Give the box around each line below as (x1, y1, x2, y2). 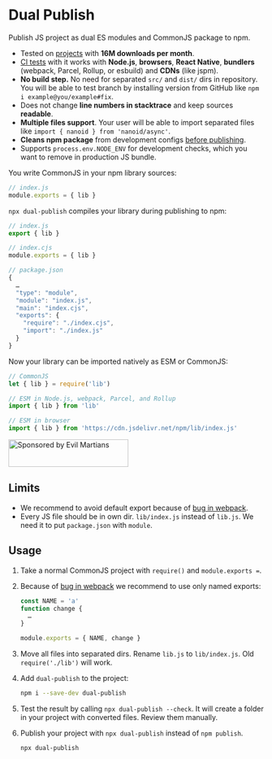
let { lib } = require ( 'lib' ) (8, 380, 111, 388)
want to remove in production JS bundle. (19, 152, 157, 162)
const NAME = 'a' (19, 596, 80, 605)
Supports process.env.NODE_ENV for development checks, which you (19, 143, 248, 153)
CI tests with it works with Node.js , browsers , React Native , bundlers (19, 57, 255, 67)
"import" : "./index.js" (23, 327, 104, 335)
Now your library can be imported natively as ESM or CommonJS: (8, 356, 229, 366)
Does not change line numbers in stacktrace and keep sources (19, 100, 234, 110)
